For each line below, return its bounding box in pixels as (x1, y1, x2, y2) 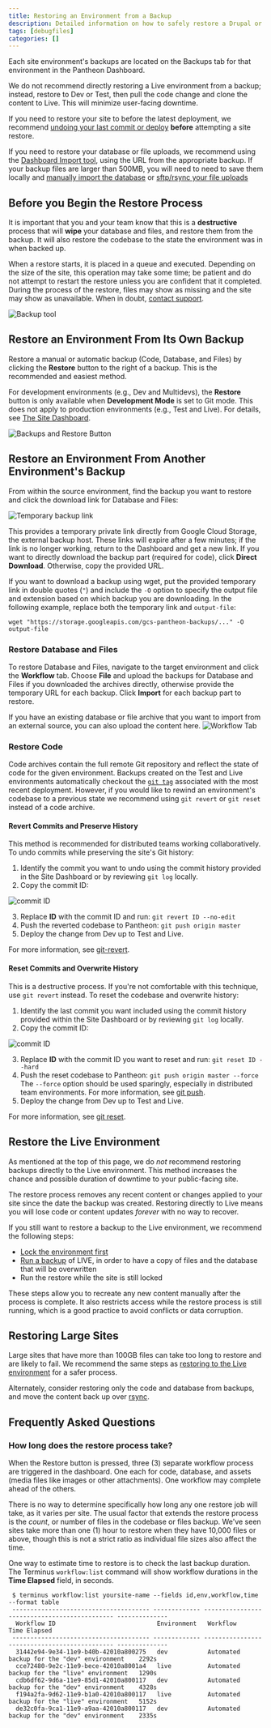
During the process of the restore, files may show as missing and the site (8, 285, 252, 295)
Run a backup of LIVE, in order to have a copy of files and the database (19, 1255, 258, 1265)
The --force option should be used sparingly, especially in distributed (19, 1078, 253, 1088)
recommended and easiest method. (8, 371, 127, 381)
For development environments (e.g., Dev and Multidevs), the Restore (8, 386, 241, 397)
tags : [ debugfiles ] (8, 27, 74, 35)
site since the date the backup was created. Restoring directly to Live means (8, 1198, 264, 1208)
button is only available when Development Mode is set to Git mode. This (8, 395, 253, 405)
